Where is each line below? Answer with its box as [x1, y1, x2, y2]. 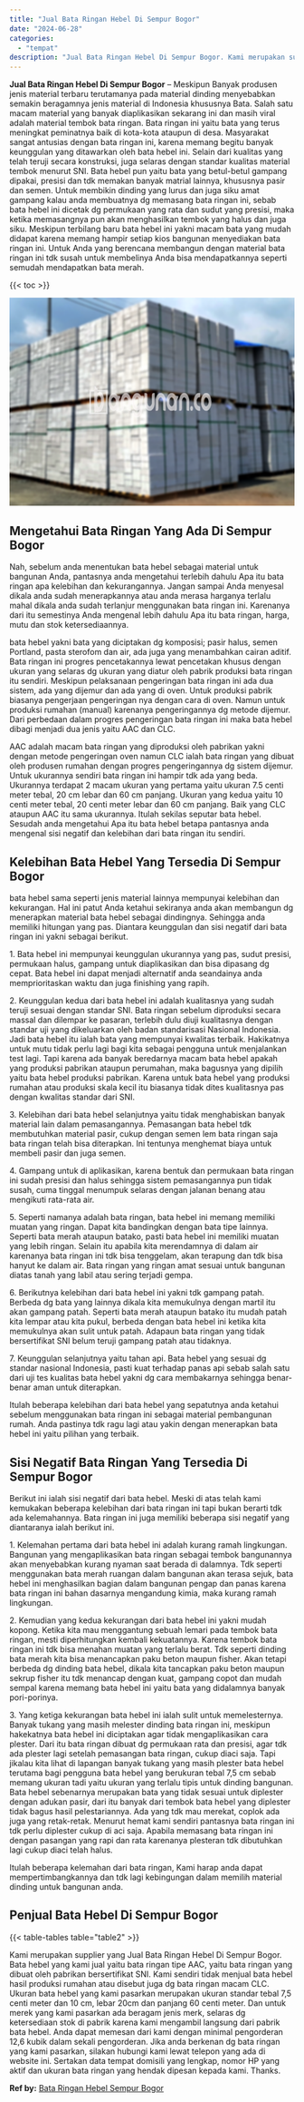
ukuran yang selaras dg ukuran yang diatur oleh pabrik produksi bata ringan [9, 666, 293, 677]
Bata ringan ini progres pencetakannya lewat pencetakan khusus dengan [9, 656, 281, 667]
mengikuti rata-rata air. [9, 1194, 95, 1206]
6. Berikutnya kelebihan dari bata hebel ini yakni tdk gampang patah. [9, 1287, 265, 1298]
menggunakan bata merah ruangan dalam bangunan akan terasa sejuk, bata [9, 1569, 294, 1579]
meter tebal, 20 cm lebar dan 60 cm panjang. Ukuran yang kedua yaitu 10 [9, 789, 283, 800]
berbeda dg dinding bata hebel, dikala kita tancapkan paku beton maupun [9, 1663, 285, 1674]
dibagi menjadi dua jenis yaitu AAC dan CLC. [9, 724, 176, 735]
